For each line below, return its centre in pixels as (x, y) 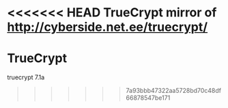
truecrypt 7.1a (26, 77)
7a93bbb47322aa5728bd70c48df (174, 91)
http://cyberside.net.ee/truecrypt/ (108, 27)
